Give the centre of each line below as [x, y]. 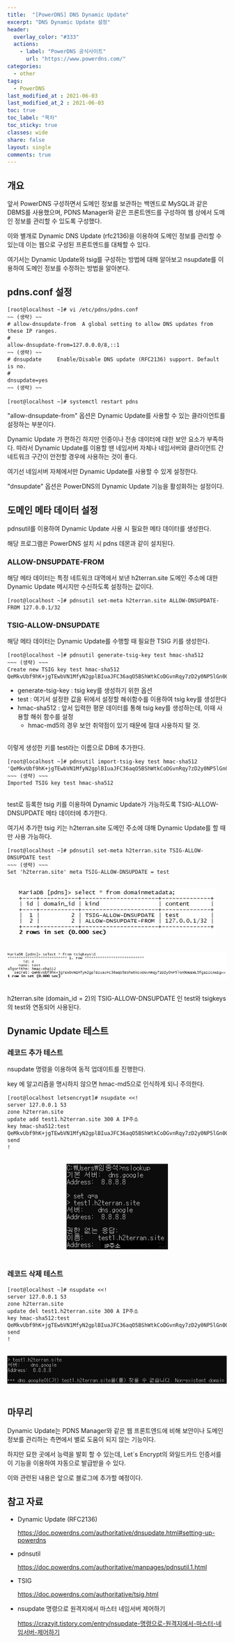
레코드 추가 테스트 [36, 1053]
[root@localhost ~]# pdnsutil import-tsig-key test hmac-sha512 [102, 762]
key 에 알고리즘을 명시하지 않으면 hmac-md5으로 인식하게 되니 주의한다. [106, 1084]
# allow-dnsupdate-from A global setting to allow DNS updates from [110, 324]
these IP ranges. [32, 331]
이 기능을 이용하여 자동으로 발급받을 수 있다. [67, 1463]
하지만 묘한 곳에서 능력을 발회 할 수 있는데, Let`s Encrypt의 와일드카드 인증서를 [114, 1454]
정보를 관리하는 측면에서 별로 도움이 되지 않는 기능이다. [81, 1439]
